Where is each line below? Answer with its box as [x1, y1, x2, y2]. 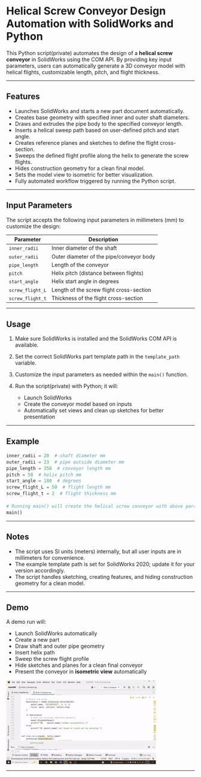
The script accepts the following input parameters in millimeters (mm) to [6, 216, 184, 223]
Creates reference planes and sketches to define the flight [14, 139, 159, 146]
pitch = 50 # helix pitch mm [6, 472, 82, 478]
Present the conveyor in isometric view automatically [14, 668, 147, 675]
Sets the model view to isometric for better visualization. [14, 171, 154, 178]
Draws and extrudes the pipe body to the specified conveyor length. [14, 120, 184, 127]
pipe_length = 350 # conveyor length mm [6, 465, 111, 471]
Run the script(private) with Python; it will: [14, 383, 118, 390]
